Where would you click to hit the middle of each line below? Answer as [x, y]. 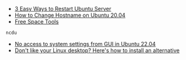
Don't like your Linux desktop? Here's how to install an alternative [97, 50]
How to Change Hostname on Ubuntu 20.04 [70, 15]
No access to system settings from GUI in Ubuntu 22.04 [85, 44]
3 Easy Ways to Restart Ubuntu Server [63, 9]
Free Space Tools [37, 22]
